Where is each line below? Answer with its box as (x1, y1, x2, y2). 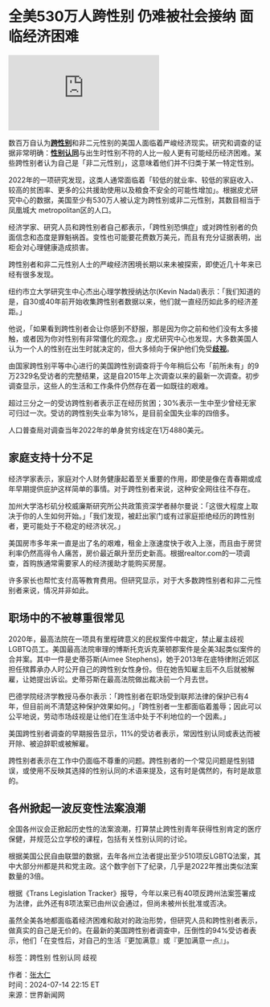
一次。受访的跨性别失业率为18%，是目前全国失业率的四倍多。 (29, 407, 235, 418)
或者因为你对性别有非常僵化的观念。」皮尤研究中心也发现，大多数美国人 (22, 334, 259, 343)
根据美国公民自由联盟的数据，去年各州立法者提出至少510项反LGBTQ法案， (8, 851, 255, 861)
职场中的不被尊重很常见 (8, 612, 125, 625)
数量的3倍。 (8, 871, 48, 881)
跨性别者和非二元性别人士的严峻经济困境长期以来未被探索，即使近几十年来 (8, 259, 255, 269)
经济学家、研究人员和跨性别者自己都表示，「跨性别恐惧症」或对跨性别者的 (8, 222, 252, 231)
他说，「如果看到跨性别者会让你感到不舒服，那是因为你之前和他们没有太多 (8, 323, 252, 334)
